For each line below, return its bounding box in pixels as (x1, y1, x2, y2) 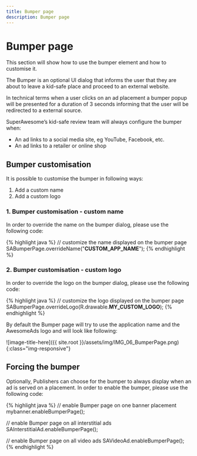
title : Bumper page (6, 8, 54, 15)
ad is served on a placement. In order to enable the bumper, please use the (6, 384, 188, 391)
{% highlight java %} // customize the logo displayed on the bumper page (6, 297, 184, 304)
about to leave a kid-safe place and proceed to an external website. (6, 83, 170, 90)
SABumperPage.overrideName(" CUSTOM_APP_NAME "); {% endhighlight (6, 245, 185, 252)
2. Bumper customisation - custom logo (6, 266, 122, 274)
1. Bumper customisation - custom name (6, 208, 124, 216)
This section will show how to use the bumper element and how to (6, 59, 166, 66)
